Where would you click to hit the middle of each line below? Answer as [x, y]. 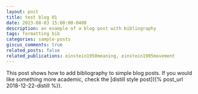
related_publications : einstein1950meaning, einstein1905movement [91, 56]
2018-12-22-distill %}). [34, 85]
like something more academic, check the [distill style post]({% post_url [95, 79]
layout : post [22, 12]
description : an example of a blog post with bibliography [81, 28]
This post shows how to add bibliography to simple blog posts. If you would [99, 73]
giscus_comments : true [34, 45]
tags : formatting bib [33, 34]
